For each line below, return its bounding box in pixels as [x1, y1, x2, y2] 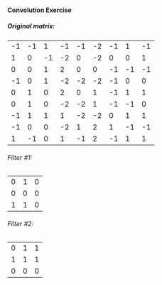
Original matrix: [7, 22, 55, 31]
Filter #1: [7, 154, 33, 162]
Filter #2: [7, 220, 34, 228]
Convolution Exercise [7, 6, 72, 14]
